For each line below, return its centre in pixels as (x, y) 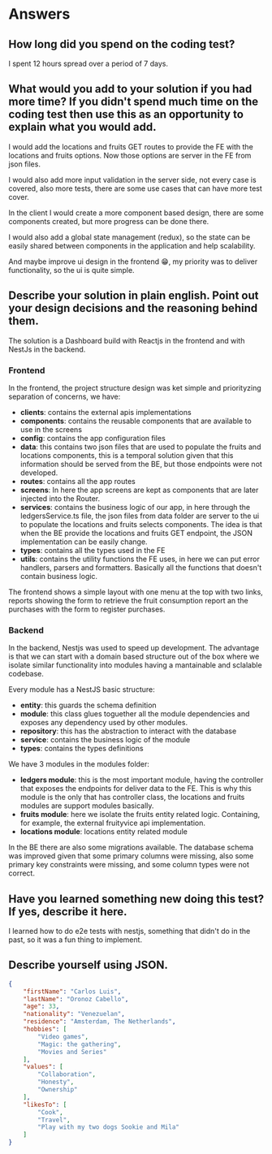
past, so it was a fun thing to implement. (76, 940)
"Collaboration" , (67, 1074)
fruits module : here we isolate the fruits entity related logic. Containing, (140, 815)
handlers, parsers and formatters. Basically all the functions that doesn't (141, 567)
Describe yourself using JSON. (88, 965)
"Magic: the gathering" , (80, 1044)
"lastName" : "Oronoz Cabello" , (76, 999)
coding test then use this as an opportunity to (126, 115)
